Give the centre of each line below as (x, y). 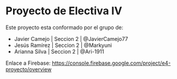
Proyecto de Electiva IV (64, 11)
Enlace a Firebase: (28, 63)
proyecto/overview (29, 69)
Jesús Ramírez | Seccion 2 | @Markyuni (63, 45)
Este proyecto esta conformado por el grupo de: (64, 27)
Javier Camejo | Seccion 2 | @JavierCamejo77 (71, 39)
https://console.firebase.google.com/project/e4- (111, 63)
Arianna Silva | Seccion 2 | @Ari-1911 (59, 51)
